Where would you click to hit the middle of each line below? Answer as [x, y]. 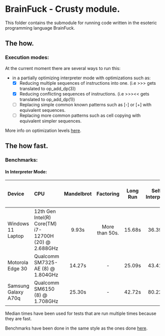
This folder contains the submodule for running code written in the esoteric [81, 23]
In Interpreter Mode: [26, 171]
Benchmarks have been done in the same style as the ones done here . [76, 328]
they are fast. [18, 319]
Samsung [18, 286]
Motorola [18, 263]
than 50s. [108, 233]
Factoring [108, 194]
